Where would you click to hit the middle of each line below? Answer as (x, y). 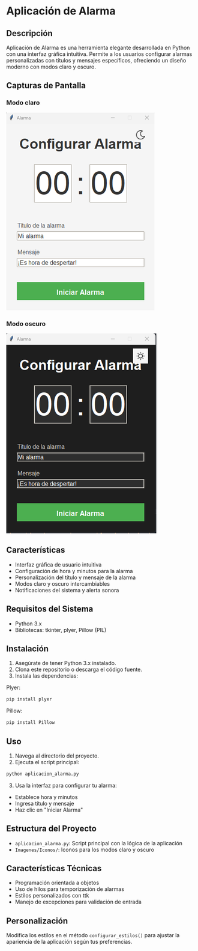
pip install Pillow (31, 723)
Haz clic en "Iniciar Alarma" (49, 810)
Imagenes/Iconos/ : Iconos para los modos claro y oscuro (85, 849)
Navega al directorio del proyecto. (57, 756)
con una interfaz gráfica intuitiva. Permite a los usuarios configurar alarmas (99, 54)
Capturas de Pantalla (46, 86)
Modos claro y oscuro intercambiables (62, 583)
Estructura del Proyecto (52, 829)
